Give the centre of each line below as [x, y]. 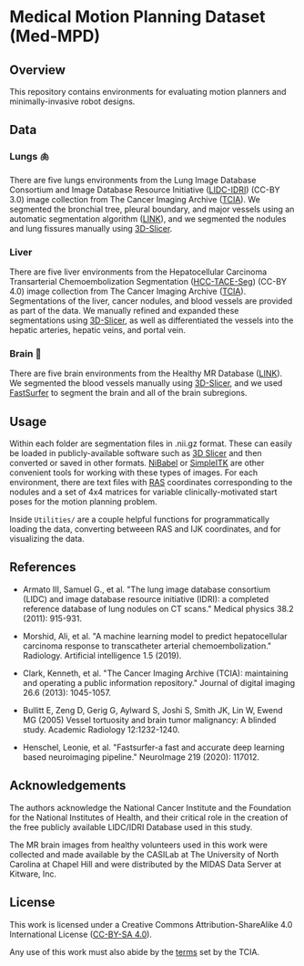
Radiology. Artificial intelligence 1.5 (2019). [102, 655]
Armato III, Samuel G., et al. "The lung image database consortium [147, 589]
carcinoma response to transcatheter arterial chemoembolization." [147, 646]
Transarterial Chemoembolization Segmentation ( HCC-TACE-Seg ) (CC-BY [148, 281]
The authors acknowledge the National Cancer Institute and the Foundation [150, 807]
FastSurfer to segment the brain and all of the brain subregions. [128, 393]
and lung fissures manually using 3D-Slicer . [91, 228]
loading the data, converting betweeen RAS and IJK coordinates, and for [145, 529]
